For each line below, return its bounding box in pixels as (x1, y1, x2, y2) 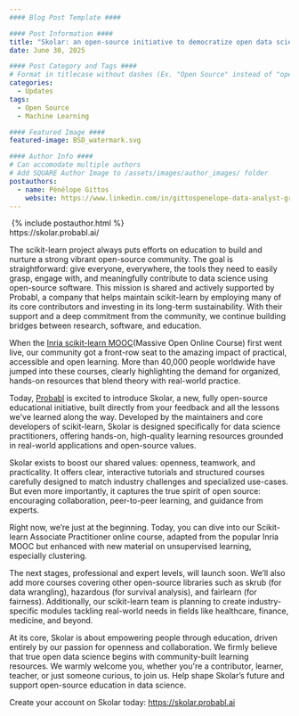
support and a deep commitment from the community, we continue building (9, 311, 287, 322)
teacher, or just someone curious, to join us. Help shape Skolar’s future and (9, 671, 285, 681)
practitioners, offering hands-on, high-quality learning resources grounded (9, 431, 284, 441)
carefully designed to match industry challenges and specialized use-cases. (9, 476, 289, 487)
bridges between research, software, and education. (9, 320, 202, 331)
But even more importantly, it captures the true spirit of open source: (9, 486, 261, 497)
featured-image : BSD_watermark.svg (9, 136, 141, 145)
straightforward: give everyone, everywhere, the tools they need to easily (9, 264, 278, 275)
